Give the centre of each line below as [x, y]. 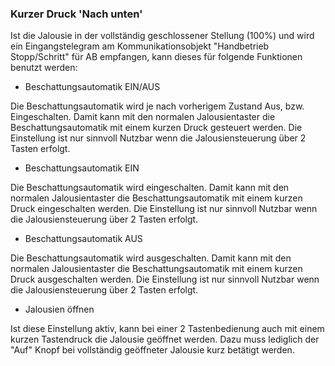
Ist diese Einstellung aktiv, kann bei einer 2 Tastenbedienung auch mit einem [167, 329]
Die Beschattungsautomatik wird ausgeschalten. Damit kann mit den [151, 258]
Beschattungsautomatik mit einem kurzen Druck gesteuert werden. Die [156, 128]
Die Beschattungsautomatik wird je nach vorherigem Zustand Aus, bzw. [157, 106]
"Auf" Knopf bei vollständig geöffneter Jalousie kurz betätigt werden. [152, 350]
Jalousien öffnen [59, 309]
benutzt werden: [44, 68]
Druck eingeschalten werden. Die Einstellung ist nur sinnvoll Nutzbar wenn [164, 209]
